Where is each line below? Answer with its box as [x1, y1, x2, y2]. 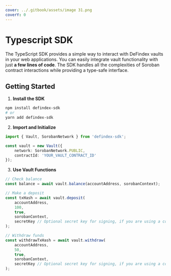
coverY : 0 [5, 12, 26, 17]
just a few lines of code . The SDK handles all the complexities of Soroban [5, 62, 160, 68]
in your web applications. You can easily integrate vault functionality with [5, 57, 159, 63]
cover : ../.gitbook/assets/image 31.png [5, 7, 93, 13]
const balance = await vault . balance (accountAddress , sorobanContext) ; [5, 182, 160, 187]
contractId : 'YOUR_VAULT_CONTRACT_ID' [14, 153, 97, 158]
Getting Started [5, 82, 55, 91]
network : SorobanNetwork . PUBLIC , [14, 148, 85, 153]
